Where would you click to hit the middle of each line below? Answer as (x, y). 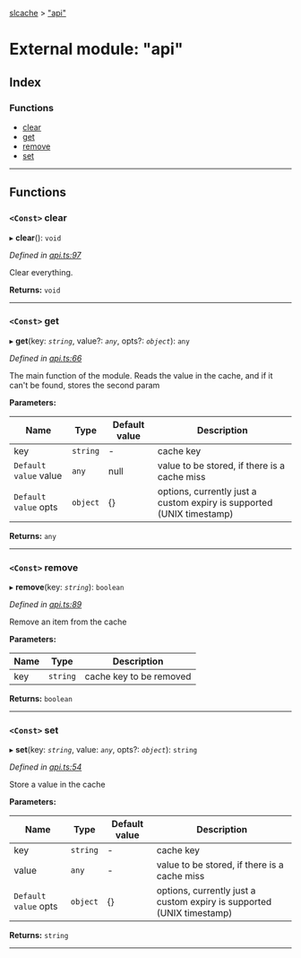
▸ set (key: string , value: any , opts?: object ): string (103, 750)
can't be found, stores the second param (85, 385)
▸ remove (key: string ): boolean (67, 588)
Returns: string (39, 936)
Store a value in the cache (57, 785)
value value (38, 475)
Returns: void (35, 290)
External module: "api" (96, 49)
